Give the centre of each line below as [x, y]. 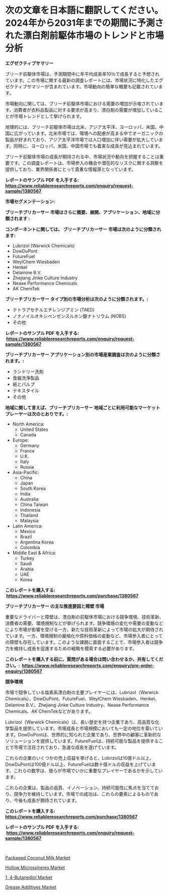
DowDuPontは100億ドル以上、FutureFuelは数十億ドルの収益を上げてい [78, 764]
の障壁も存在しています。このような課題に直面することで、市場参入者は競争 [84, 642]
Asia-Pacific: [26, 472]
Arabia [27, 569]
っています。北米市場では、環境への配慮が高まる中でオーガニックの [93, 133]
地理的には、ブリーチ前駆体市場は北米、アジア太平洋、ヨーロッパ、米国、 [82, 127]
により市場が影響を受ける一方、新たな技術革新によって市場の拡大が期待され [84, 629]
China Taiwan [34, 504]
